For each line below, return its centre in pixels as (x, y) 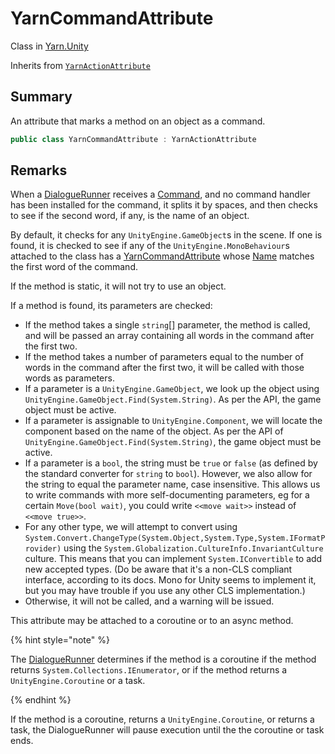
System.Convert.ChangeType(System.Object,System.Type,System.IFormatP (175, 538)
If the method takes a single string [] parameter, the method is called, (167, 325)
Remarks (39, 170)
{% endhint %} (41, 700)
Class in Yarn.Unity (49, 46)
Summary (41, 97)
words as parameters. (69, 378)
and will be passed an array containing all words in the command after (169, 336)
